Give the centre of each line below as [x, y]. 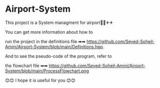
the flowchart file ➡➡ [27, 66]
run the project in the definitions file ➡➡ [45, 41]
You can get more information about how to [49, 32]
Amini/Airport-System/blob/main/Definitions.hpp [54, 46]
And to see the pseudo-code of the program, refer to [58, 56]
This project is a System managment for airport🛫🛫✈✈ [59, 22]
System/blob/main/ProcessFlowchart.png [47, 71]
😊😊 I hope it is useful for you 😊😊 [40, 80]
